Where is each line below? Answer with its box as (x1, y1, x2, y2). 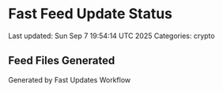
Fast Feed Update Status (8, 5, 172, 23)
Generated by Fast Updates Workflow (8, 75, 131, 84)
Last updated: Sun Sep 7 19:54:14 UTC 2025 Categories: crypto (8, 31, 215, 40)
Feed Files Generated (8, 54, 115, 67)
